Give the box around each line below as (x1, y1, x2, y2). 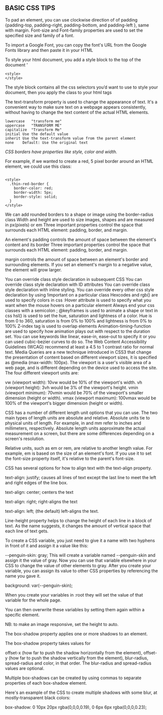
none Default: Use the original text (5, 140, 89, 145)
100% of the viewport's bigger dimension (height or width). (5, 400, 124, 406)
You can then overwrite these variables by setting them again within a (5, 606, 145, 612)
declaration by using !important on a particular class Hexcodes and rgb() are (5, 292, 158, 298)
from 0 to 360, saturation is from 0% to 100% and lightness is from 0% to (5, 318, 152, 323)
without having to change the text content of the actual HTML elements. (5, 109, 149, 115)
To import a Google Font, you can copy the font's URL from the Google (5, 42, 147, 48)
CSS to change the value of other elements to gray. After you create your (5, 562, 151, 568)
